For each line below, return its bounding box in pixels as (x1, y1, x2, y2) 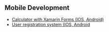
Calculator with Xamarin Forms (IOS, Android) (11, 16, 104, 22)
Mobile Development (4, 4, 70, 12)
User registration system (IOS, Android (11, 21, 90, 27)
